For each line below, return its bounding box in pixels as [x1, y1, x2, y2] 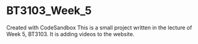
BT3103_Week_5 [6, 4, 92, 18]
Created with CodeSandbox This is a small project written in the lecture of [6, 24, 193, 31]
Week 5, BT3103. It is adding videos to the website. [6, 30, 135, 37]
